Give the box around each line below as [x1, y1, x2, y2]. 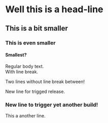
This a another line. [5, 113, 46, 118]
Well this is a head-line [5, 4, 103, 15]
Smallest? [5, 52, 27, 58]
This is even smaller [5, 39, 56, 46]
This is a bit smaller [5, 24, 68, 33]
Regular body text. [5, 63, 44, 69]
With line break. [5, 68, 38, 75]
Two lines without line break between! [5, 78, 85, 85]
